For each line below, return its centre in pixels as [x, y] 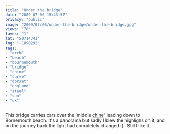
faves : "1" [17, 34]
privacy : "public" [25, 19]
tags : [11, 48]
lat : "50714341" [23, 39]
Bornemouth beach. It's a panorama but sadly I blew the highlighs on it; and [85, 120]
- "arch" [15, 53]
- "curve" [16, 77]
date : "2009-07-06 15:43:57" [36, 15]
